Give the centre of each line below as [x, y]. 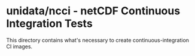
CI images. [19, 46]
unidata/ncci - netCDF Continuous [93, 11]
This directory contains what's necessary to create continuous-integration [98, 40]
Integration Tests [49, 24]
